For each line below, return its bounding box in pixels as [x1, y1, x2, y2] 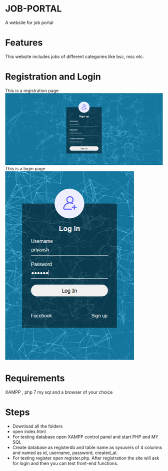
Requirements [5, 373, 65, 384]
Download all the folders [12, 423, 63, 430]
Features [5, 37, 43, 48]
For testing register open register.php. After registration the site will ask [12, 455, 159, 461]
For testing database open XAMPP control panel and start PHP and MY [12, 434, 158, 440]
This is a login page [5, 166, 45, 172]
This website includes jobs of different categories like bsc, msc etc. [5, 53, 144, 59]
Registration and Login [5, 71, 101, 82]
